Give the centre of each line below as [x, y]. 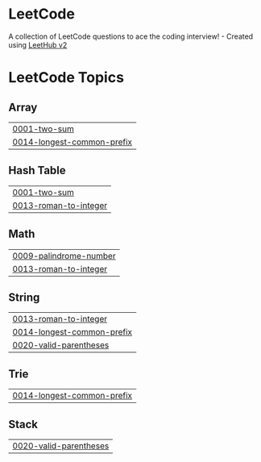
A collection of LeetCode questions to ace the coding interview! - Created [131, 36]
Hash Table [37, 171]
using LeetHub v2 [38, 44]
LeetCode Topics [66, 78]
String [24, 297]
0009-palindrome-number [64, 256]
